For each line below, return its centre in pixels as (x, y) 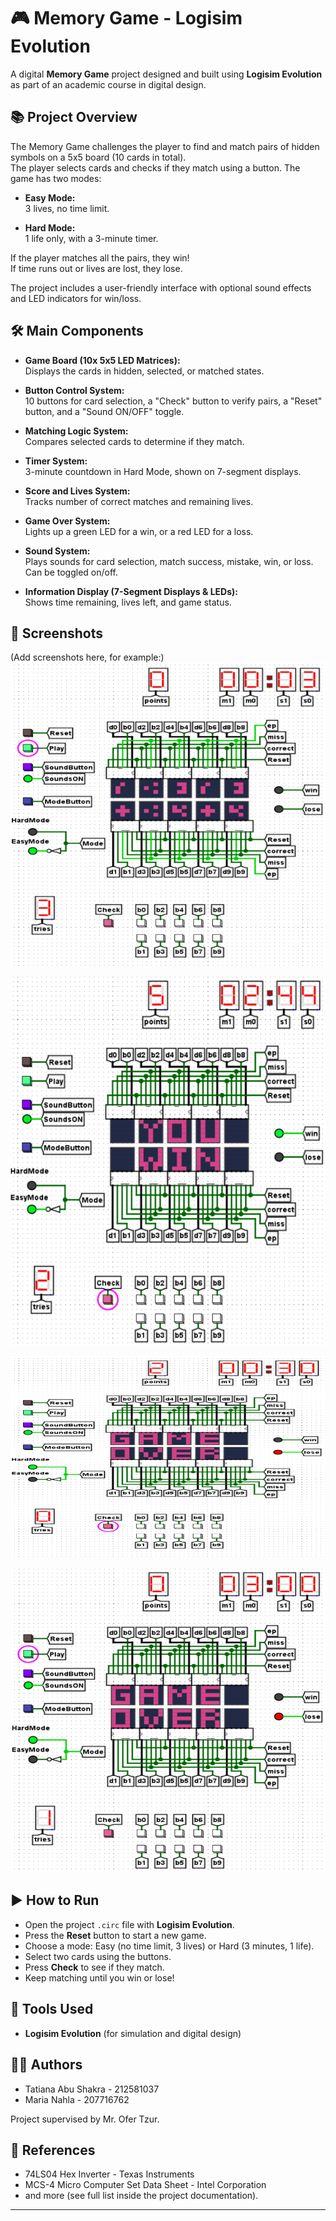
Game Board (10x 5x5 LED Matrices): (102, 360)
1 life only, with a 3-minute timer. (91, 238)
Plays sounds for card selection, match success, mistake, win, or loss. (169, 561)
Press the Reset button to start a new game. (115, 1935)
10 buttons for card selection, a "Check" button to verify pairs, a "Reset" (173, 401)
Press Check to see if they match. (94, 1967)
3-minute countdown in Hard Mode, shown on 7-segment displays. (163, 471)
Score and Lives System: (77, 491)
